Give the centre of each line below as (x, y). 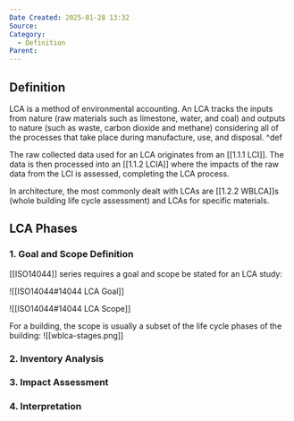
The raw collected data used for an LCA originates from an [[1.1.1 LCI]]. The (147, 154)
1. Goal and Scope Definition (71, 254)
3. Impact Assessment (59, 382)
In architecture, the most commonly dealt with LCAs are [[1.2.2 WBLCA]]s (144, 191)
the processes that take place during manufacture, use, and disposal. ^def (146, 137)
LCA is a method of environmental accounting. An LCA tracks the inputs (141, 108)
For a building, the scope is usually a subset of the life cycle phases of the (146, 326)
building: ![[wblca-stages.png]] (67, 335)
